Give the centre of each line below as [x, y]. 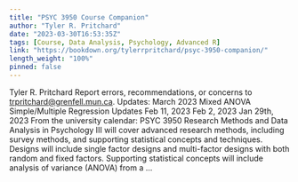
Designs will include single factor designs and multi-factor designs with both [149, 148]
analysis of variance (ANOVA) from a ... [81, 167]
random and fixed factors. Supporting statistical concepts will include [137, 158]
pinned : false [36, 67]
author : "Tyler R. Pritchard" [65, 26]
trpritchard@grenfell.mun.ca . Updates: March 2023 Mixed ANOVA [130, 101]
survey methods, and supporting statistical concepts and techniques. [136, 139]
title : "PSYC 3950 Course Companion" [79, 17]
